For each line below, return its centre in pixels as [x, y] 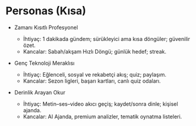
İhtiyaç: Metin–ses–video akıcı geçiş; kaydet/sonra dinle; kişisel [100, 104]
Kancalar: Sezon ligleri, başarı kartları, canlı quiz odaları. [92, 81]
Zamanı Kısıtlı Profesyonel [46, 27]
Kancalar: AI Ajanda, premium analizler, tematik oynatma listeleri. [102, 116]
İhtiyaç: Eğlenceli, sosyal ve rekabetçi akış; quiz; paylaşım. [95, 74]
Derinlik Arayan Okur [40, 92]
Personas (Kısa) [46, 11]
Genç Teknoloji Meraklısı [44, 63]
